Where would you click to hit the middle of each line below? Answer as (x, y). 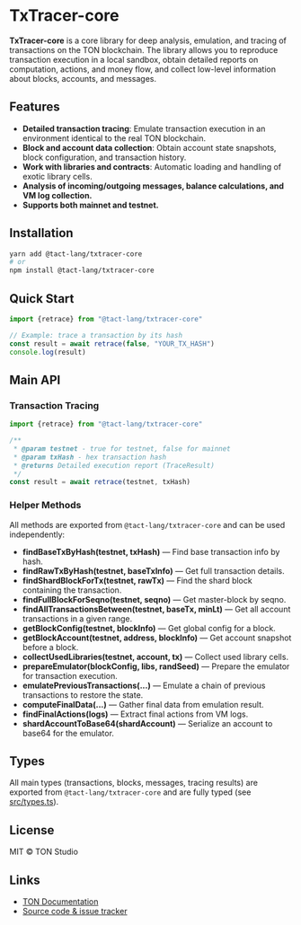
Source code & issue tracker (75, 912)
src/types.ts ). (34, 802)
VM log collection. (57, 195)
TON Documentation (60, 902)
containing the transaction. (72, 590)
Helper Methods (45, 506)
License (32, 830)
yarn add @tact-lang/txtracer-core (76, 254)
